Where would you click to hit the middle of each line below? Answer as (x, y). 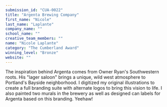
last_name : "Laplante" (30, 24)
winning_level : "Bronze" (32, 52)
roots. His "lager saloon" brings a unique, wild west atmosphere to (76, 77)
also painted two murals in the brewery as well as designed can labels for (83, 93)
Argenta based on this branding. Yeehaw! (49, 99)
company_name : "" (24, 29)
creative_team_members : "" (34, 39)
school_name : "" (23, 34)
